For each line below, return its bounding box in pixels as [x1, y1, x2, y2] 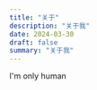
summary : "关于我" [9, 46, 75, 55]
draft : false [9, 37, 58, 47]
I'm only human [9, 70, 67, 81]
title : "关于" [9, 12, 60, 22]
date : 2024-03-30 [9, 29, 75, 38]
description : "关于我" [9, 21, 91, 30]
